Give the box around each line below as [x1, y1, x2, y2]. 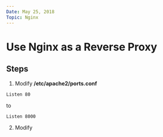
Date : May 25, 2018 [6, 8, 55, 15]
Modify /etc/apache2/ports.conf [14, 80, 97, 87]
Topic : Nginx [6, 14, 39, 20]
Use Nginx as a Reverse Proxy [6, 40, 158, 54]
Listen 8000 [6, 113, 36, 120]
